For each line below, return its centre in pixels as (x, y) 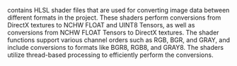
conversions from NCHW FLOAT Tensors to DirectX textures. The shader (113, 32)
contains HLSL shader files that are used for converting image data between (118, 10)
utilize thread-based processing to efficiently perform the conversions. (110, 55)
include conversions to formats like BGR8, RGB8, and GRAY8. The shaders (116, 47)
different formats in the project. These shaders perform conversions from (114, 18)
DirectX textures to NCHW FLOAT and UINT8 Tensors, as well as (101, 25)
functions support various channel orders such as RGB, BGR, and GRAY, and (118, 40)
